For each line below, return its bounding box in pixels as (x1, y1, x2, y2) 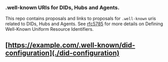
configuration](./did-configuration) (5, 48, 120, 57)
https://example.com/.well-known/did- (8, 41, 135, 49)
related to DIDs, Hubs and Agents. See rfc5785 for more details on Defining (5, 21, 163, 27)
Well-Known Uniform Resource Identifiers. (5, 26, 94, 32)
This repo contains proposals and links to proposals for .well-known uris (5, 16, 156, 22)
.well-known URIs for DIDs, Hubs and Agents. (5, 4, 120, 11)
